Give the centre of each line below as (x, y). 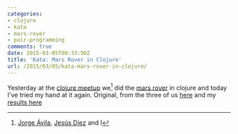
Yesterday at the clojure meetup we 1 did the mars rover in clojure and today (117, 87)
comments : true (30, 47)
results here (25, 102)
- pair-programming (36, 40)
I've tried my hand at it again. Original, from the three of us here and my (112, 95)
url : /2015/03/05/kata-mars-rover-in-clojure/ (77, 66)
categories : (25, 14)
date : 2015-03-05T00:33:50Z (49, 54)
